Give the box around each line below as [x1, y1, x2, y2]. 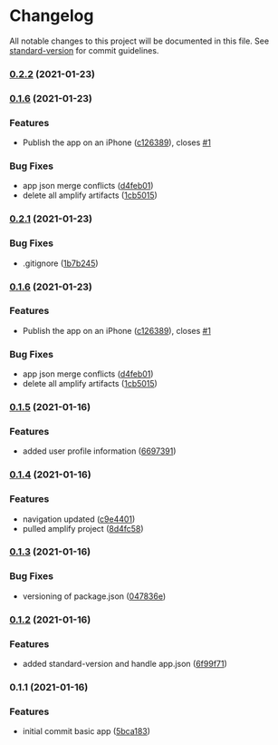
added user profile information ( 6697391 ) [22, 446, 177, 456]
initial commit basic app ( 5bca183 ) [22, 726, 151, 737]
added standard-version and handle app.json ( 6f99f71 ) [22, 658, 228, 669]
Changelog [9, 5, 94, 26]
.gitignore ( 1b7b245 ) [22, 258, 99, 269]
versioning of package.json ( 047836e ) [22, 591, 167, 602]
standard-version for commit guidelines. [9, 44, 159, 55]
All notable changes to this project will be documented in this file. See [9, 35, 270, 46]
